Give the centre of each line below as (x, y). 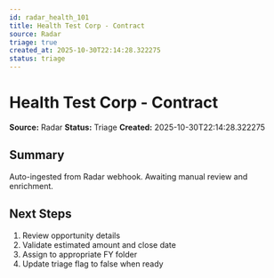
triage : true (33, 42)
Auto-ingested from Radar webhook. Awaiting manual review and (129, 176)
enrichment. (31, 186)
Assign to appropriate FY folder (80, 254)
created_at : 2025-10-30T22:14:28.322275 (85, 51)
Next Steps (40, 214)
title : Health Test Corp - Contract (77, 26)
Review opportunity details (71, 235)
